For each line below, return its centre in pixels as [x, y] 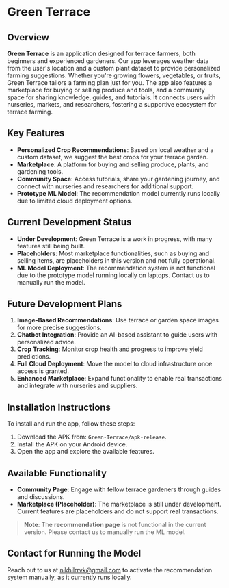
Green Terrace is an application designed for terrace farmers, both [102, 53]
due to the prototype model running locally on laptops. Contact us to [113, 275]
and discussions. [41, 497]
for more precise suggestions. [59, 328]
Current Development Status [69, 222]
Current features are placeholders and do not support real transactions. [118, 511]
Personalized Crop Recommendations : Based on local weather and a [115, 150]
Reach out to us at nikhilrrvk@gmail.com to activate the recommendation [110, 570]
